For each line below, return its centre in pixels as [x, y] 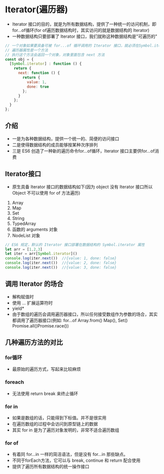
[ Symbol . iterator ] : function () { [46, 64]
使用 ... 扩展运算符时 [32, 303]
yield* [18, 308]
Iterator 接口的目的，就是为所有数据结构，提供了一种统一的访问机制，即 [84, 24]
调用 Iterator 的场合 [34, 284]
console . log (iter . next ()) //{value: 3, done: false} [61, 268]
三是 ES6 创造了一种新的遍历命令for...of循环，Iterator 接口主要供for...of [83, 151]
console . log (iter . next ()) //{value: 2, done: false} [61, 263]
